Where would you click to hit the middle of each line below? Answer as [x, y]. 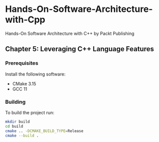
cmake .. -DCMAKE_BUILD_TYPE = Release [44, 131]
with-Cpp [25, 20]
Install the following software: [35, 74]
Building [15, 102]
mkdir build [17, 122]
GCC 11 [20, 89]
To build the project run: [30, 112]
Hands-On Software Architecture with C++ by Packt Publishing [70, 33]
